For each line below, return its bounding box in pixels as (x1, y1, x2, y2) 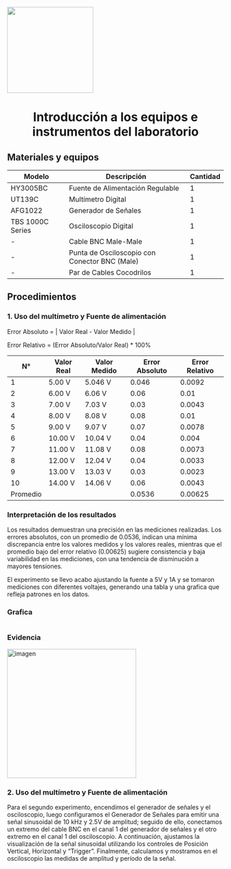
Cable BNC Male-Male (68, 237, 142, 246)
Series (10, 226, 32, 235)
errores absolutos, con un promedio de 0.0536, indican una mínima (7, 532, 197, 541)
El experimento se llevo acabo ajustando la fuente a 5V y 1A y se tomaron (7, 575, 215, 583)
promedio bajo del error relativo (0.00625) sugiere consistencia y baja (7, 547, 206, 556)
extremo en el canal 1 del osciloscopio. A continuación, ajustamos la (7, 832, 200, 840)
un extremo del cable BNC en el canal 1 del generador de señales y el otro (7, 825, 217, 833)
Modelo (23, 172, 49, 181)
